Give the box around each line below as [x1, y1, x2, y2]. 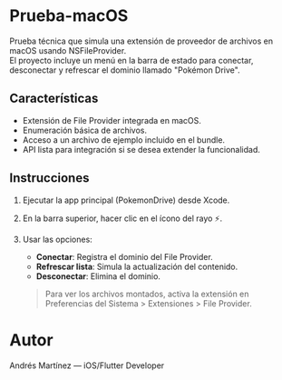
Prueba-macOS [9, 5, 129, 26]
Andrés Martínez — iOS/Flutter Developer [9, 360, 165, 371]
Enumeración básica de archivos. [22, 125, 148, 135]
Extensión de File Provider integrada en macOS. [22, 115, 202, 125]
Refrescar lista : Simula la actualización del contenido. [35, 261, 238, 272]
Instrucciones [9, 170, 90, 186]
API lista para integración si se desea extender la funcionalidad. [22, 144, 260, 155]
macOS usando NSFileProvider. [9, 45, 127, 55]
